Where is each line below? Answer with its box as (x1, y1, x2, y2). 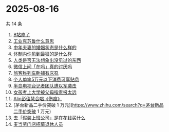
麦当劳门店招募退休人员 (13, 121, 63, 127)
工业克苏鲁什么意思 (13, 38, 54, 44)
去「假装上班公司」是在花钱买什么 (13, 115, 86, 121)
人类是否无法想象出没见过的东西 (13, 57, 81, 63)
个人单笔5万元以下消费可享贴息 (13, 76, 80, 82)
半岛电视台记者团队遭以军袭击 (13, 82, 77, 89)
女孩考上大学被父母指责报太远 (13, 89, 77, 95)
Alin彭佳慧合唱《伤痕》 (13, 95, 62, 101)
